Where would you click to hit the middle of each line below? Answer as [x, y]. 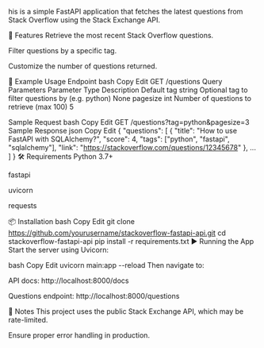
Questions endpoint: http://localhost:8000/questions [94, 296]
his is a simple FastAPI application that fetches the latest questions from [126, 12]
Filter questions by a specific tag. [63, 50]
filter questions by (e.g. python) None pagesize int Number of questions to [130, 98]
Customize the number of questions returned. [83, 66]
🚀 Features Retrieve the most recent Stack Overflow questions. [111, 35]
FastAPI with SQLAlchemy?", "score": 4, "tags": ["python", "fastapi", [119, 139]
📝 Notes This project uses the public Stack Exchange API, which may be [126, 311]
